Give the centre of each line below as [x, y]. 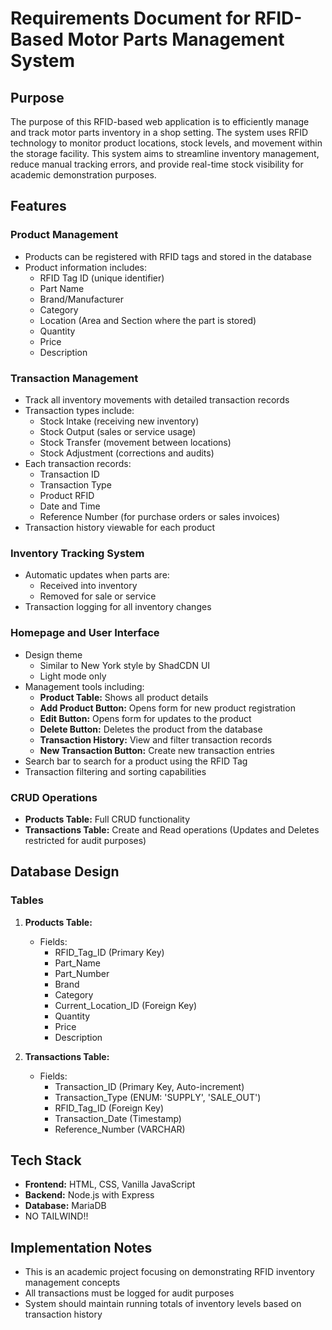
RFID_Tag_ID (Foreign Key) [109, 1108]
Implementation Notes [81, 1247]
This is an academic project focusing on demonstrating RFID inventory [169, 1272]
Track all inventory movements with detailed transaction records [157, 399]
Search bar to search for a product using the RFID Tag [136, 761]
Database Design [65, 872]
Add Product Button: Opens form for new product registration [167, 708]
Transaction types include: [79, 410]
